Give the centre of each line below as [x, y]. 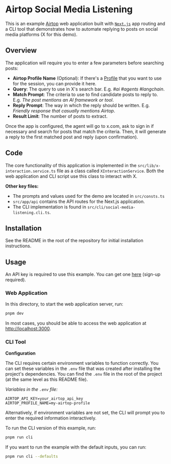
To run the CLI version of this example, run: [51, 428]
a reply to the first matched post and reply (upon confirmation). [72, 137]
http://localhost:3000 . [28, 329]
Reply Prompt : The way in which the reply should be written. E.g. [81, 105]
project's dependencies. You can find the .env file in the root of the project [84, 374]
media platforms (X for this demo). [41, 34]
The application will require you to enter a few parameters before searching [85, 63]
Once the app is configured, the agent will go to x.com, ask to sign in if [80, 126]
